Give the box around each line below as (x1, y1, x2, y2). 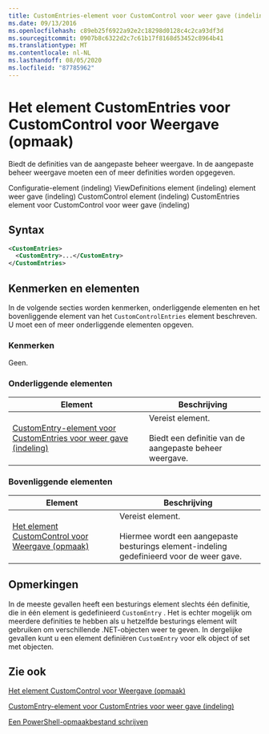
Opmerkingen (8, 578, 78, 591)
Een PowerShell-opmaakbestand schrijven (8, 717, 149, 727)
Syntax (8, 224, 45, 237)
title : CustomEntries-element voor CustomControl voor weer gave (8, 11, 231, 20)
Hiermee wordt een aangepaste (119, 530, 239, 542)
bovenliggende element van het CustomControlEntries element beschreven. (8, 311, 258, 321)
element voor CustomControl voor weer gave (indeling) (8, 200, 191, 209)
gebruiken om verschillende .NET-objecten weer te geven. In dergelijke (8, 624, 243, 634)
